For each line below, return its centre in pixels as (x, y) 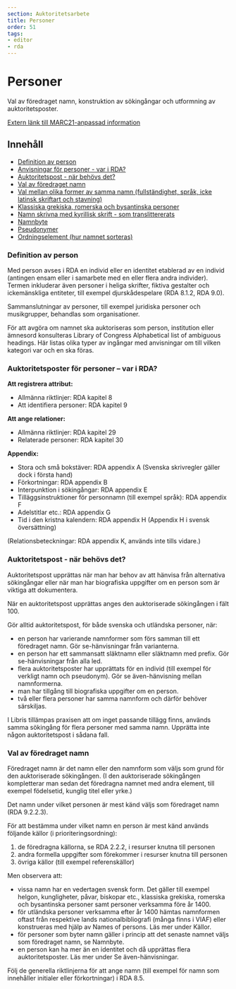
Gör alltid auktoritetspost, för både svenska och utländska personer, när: (112, 624)
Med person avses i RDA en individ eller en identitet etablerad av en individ (116, 271)
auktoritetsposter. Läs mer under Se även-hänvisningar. (98, 957)
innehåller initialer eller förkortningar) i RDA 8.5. (76, 978)
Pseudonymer (38, 229)
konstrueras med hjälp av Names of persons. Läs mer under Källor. (114, 927)
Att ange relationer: (36, 419)
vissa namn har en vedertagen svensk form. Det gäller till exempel (113, 889)
